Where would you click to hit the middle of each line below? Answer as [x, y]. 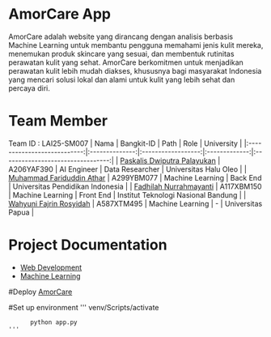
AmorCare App [60, 14]
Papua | [21, 212]
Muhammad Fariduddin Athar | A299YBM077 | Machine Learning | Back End [135, 177]
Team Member [58, 121]
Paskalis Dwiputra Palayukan [168, 160]
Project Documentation [88, 245]
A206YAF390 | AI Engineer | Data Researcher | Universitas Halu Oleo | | [127, 169]
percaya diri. [29, 88]
